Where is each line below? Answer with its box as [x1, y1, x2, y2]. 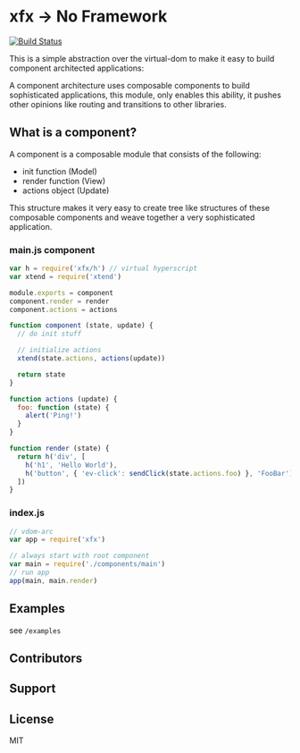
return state [17, 369, 66, 379]
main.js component [9, 243, 96, 256]
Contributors [9, 651, 83, 666]
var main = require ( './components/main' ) [9, 560, 166, 569]
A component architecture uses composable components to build [9, 80, 250, 90]
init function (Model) [21, 165, 98, 176]
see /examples [9, 624, 62, 636]
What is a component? [9, 125, 137, 140]
